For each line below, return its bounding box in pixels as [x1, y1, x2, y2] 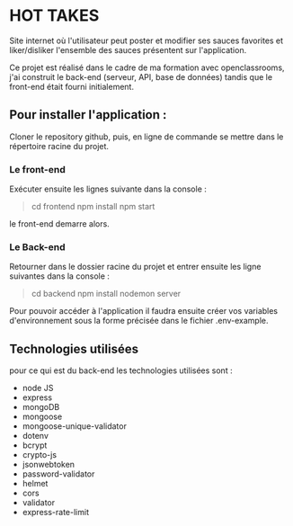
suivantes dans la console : [9, 271, 111, 281]
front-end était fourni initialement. [9, 81, 135, 92]
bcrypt [22, 440, 48, 450]
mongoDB [22, 402, 60, 413]
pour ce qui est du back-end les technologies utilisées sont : [9, 365, 233, 376]
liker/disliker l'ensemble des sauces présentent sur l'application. [9, 44, 247, 55]
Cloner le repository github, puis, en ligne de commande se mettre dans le [9, 131, 284, 142]
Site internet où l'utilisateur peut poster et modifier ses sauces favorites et [9, 35, 284, 46]
